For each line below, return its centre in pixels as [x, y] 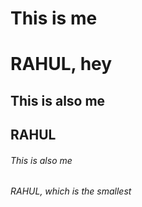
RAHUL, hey [61, 64]
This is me [54, 18]
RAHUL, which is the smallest [71, 191]
